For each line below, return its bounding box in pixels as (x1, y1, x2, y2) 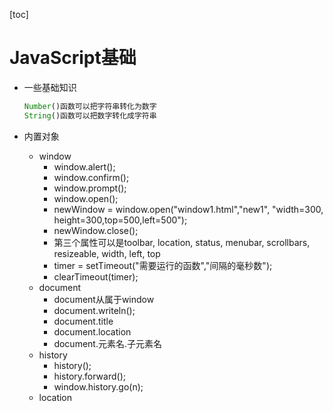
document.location (53, 325, 132, 338)
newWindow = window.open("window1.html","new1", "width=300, (53, 203, 324, 215)
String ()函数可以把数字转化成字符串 (23, 110, 157, 121)
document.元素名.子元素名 (53, 337, 162, 349)
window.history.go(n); (53, 380, 144, 393)
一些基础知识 (23, 81, 77, 93)
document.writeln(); (53, 304, 136, 316)
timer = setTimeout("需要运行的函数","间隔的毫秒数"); (53, 259, 273, 271)
